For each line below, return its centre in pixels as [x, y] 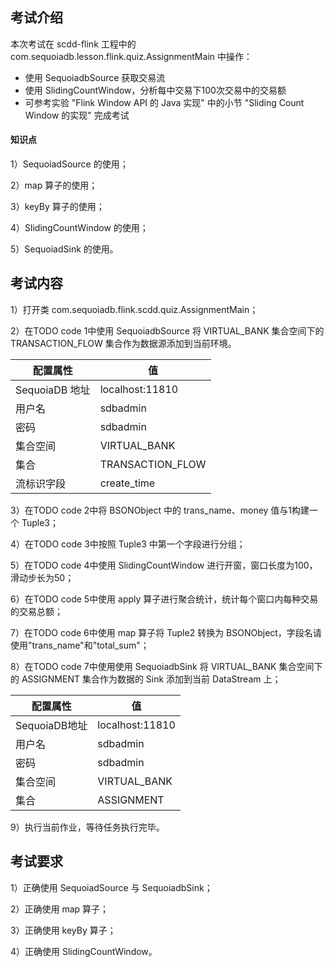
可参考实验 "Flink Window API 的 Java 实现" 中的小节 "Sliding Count [164, 102]
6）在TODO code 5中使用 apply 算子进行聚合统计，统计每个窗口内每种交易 [164, 599]
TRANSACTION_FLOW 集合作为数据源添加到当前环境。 [123, 343]
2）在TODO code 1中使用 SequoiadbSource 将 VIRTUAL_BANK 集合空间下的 [167, 330]
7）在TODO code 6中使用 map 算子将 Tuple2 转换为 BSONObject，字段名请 [166, 632]
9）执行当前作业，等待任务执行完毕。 [87, 827]
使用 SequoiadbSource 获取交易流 [95, 77]
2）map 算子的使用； [54, 185]
